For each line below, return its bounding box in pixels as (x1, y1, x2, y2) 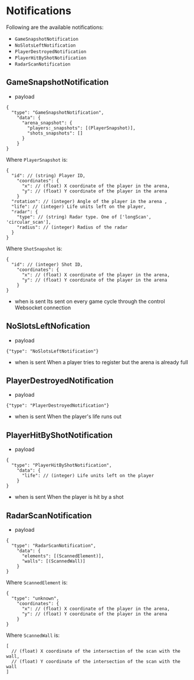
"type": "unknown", (11, 596, 60, 601)
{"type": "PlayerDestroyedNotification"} (6, 403, 110, 408)
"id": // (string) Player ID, (11, 172, 86, 178)
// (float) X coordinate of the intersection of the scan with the (11, 648, 181, 654)
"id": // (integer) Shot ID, (11, 261, 83, 267)
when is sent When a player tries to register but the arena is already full (14, 358, 189, 365)
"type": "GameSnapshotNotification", (11, 109, 104, 116)
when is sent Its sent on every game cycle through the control (14, 297, 165, 305)
